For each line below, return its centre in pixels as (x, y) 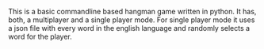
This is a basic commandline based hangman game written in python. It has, (132, 11)
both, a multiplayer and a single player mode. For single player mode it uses (132, 20)
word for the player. (40, 36)
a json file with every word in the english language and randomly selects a (129, 28)
